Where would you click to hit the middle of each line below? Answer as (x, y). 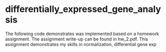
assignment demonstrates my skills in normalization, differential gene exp (81, 44)
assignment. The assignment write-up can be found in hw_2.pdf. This (77, 39)
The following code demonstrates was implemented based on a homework (82, 33)
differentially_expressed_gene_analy (83, 9)
